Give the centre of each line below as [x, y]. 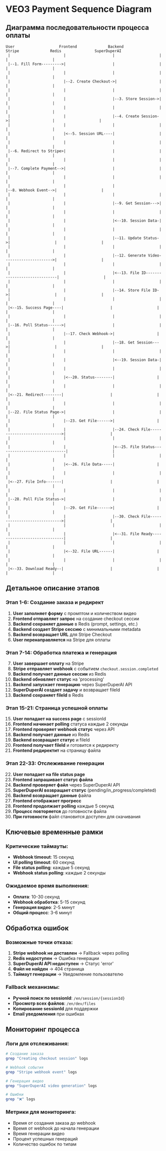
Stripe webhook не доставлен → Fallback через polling [71, 953]
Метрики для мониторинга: [41, 1112]
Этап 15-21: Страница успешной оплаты [57, 708]
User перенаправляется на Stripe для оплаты [62, 639]
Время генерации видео [39, 1133]
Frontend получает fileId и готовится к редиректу [66, 745]
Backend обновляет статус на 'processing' [58, 679]
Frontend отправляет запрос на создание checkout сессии [76, 619]
